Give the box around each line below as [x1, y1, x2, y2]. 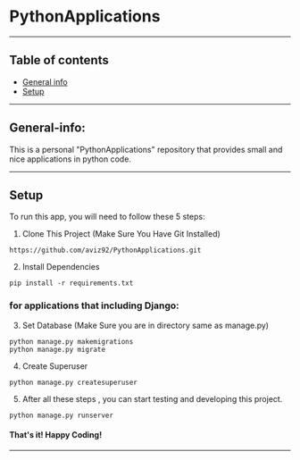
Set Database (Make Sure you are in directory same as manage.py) [21, 320, 270, 330]
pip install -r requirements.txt [9, 279, 134, 288]
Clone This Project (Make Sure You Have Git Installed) [21, 229, 221, 239]
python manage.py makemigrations [9, 337, 134, 346]
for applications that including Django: [9, 299, 180, 312]
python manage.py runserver [9, 411, 114, 420]
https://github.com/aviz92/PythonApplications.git [9, 246, 202, 255]
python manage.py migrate [9, 345, 105, 354]
